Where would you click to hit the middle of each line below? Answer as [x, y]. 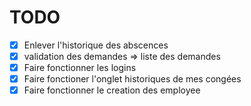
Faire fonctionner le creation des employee [112, 90]
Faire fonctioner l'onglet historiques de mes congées [132, 79]
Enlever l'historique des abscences [96, 45]
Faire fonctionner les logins [80, 68]
